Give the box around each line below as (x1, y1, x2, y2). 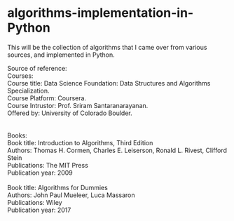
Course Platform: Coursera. (7, 93, 86, 102)
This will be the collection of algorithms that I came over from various (7, 43, 207, 51)
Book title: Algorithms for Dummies (7, 183, 109, 192)
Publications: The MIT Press (7, 161, 89, 169)
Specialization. (7, 86, 50, 95)
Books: (7, 131, 28, 140)
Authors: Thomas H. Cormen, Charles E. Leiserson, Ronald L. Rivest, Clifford (7, 146, 228, 154)
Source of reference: (7, 64, 68, 72)
